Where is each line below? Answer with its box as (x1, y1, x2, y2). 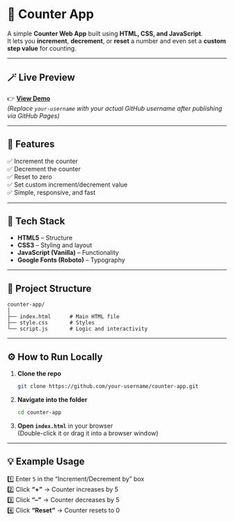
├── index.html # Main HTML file (7, 313, 120, 320)
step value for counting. (7, 44, 77, 52)
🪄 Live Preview (7, 72, 75, 84)
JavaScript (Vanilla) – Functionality (17, 249, 120, 257)
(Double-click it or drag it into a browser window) (17, 428, 159, 437)
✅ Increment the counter (7, 157, 79, 165)
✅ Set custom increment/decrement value (7, 180, 127, 189)
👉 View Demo (7, 94, 51, 102)
